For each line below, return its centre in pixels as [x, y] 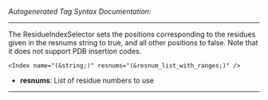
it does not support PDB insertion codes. [75, 51]
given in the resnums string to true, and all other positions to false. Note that [133, 42]
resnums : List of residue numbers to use [87, 80]
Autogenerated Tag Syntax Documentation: [80, 12]
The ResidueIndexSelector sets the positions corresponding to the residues [132, 34]
